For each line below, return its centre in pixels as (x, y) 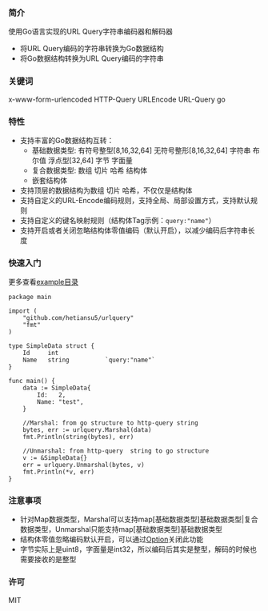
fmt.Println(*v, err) (58, 472)
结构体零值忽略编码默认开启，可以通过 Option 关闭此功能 (112, 539)
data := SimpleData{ (57, 388)
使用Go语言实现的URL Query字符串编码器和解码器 (91, 32)
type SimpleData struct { (51, 346)
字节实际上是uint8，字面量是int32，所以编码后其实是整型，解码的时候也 (138, 549)
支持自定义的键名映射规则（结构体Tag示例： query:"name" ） (118, 220)
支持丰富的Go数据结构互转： (67, 140)
